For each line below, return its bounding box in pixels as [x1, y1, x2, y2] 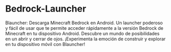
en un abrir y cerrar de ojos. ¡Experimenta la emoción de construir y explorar [5, 36, 166, 42]
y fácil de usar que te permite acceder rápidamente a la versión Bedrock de [5, 25, 164, 31]
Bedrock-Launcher [5, 3, 87, 15]
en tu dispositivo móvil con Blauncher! [5, 41, 85, 47]
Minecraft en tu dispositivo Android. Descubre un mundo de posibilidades [5, 30, 160, 36]
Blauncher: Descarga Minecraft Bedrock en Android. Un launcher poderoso [5, 20, 163, 26]
